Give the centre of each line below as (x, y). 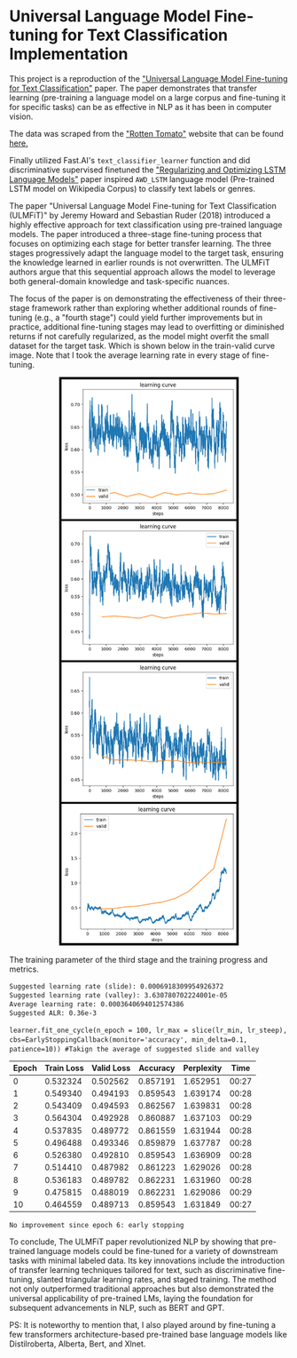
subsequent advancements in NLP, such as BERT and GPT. (117, 1307)
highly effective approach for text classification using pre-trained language (146, 225)
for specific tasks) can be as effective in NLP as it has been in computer (141, 107)
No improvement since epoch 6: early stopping (97, 1225)
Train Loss (64, 1068)
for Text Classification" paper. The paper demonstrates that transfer (133, 88)
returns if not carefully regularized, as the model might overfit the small (139, 336)
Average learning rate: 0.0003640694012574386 (97, 1004)
